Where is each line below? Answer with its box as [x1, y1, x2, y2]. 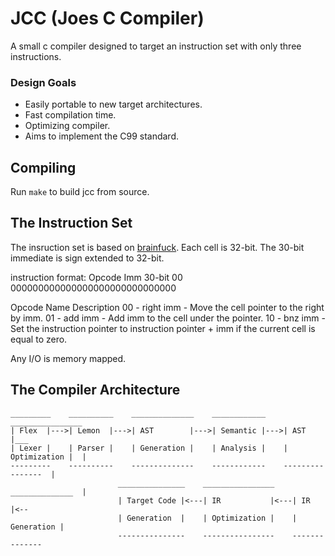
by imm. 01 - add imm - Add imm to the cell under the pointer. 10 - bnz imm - [10, 312, 326, 324]
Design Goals [10, 75, 77, 89]
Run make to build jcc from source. [10, 186, 150, 198]
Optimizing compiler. [24, 120, 111, 132]
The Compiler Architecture [10, 382, 181, 399]
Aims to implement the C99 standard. [24, 130, 180, 142]
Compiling [10, 159, 77, 176]
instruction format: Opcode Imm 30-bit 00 [10, 271, 183, 283]
